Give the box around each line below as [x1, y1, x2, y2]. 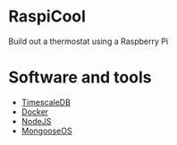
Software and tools [8, 67, 152, 88]
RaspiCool [8, 6, 87, 27]
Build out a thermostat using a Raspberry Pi [8, 36, 169, 47]
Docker [21, 106, 49, 117]
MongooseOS [21, 125, 72, 136]
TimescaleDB [21, 97, 71, 107]
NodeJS [21, 115, 52, 126]
